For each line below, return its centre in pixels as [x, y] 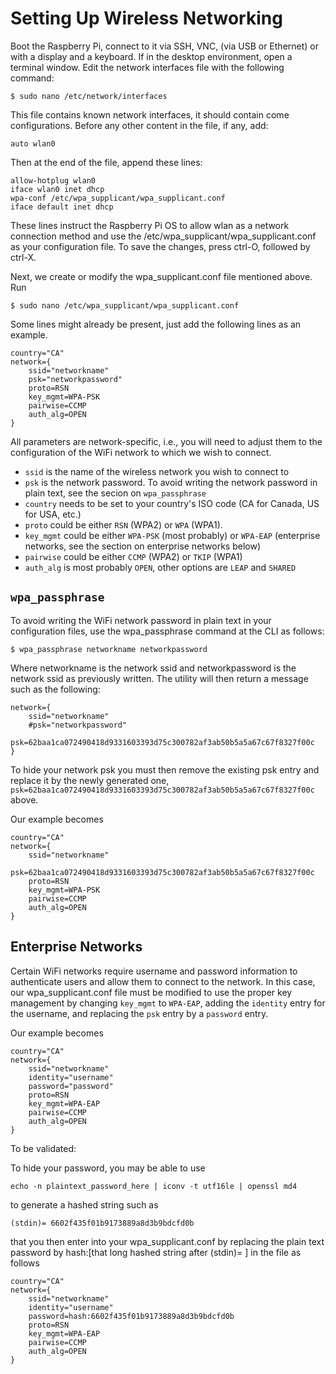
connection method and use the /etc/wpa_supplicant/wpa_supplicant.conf [163, 236]
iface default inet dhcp [62, 207]
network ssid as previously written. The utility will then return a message [159, 678]
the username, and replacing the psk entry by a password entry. [139, 1013]
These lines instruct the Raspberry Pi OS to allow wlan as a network [150, 225]
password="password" [71, 1086]
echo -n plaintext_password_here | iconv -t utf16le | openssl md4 [154, 1186]
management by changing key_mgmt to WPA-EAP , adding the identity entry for [168, 1003]
